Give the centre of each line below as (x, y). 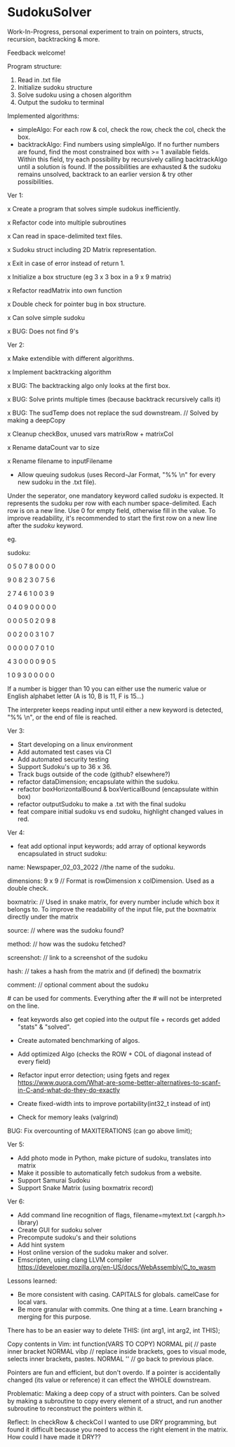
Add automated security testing (63, 759)
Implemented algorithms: (43, 116)
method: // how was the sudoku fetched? (67, 944)
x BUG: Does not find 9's (43, 331)
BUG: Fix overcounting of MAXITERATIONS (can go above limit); (100, 1131)
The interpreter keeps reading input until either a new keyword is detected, (115, 709)
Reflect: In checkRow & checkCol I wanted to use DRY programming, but (112, 1422)
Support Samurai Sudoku (54, 1180)
